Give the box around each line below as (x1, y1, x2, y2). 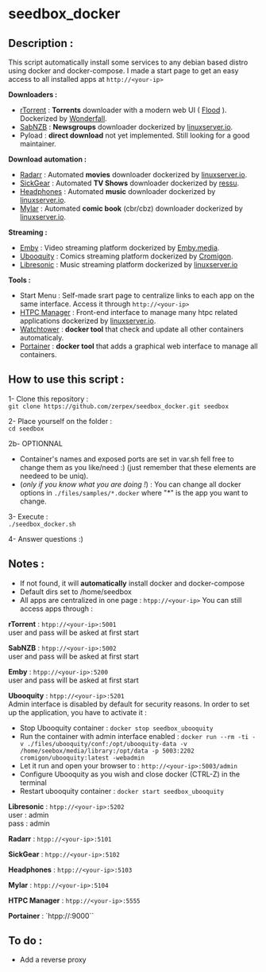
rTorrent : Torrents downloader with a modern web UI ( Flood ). (19, 105, 227, 115)
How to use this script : (8, 373, 125, 387)
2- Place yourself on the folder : (8, 416, 113, 426)
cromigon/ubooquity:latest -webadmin (19, 753, 145, 762)
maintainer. (19, 139, 57, 148)
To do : (8, 934, 43, 947)
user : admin (8, 810, 49, 819)
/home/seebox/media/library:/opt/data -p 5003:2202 (19, 747, 195, 755)
